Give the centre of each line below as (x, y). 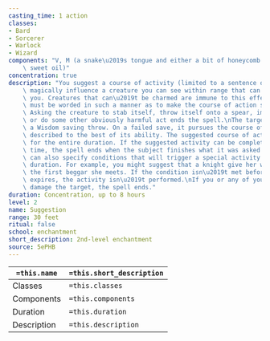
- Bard (19, 30)
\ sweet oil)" (46, 68)
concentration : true (43, 75)
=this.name (37, 273)
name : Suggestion (37, 209)
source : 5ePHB (32, 247)
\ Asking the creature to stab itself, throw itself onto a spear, (138, 113)
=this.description (104, 325)
